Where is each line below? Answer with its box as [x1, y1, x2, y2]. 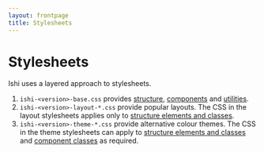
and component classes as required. [19, 136, 139, 146]
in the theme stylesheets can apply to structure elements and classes [19, 128, 247, 137]
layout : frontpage [8, 11, 69, 20]
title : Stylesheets [8, 19, 73, 27]
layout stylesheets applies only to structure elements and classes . [19, 111, 235, 121]
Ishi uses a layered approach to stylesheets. [8, 79, 152, 88]
